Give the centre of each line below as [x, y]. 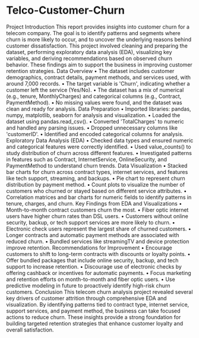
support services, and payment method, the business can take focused [93, 311]
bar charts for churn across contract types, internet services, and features [97, 172]
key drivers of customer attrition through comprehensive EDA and [87, 298]
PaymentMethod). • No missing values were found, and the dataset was [94, 102]
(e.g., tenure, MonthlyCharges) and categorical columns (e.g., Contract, [94, 96]
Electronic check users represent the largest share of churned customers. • [99, 229]
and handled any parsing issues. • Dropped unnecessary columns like [92, 128]
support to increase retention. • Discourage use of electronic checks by [94, 266]
